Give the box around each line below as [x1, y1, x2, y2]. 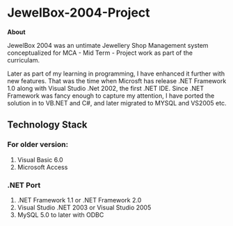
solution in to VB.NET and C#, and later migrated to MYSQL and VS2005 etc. [7, 98, 227, 107]
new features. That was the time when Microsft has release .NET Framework [7, 76, 227, 85]
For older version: [7, 140, 68, 150]
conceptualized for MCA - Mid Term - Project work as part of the [7, 49, 193, 57]
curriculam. [7, 55, 40, 64]
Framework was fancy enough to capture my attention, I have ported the [7, 92, 215, 100]
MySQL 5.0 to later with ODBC [17, 210, 104, 219]
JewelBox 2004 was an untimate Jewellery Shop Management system [7, 41, 209, 49]
